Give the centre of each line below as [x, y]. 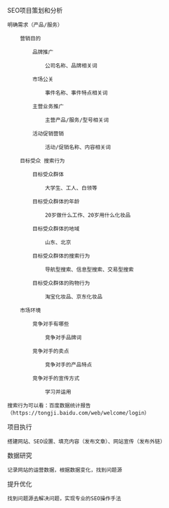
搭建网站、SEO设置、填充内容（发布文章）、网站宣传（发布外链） [87, 441]
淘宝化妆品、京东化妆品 [74, 297]
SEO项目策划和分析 [35, 10]
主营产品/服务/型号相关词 [77, 120]
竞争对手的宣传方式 [56, 378]
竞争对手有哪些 [51, 324]
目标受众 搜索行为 [42, 161]
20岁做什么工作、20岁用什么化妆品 [88, 215]
